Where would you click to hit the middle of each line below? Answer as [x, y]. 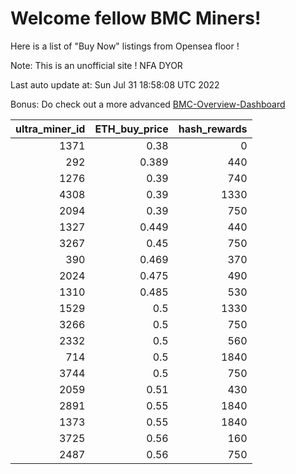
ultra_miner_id [50, 129]
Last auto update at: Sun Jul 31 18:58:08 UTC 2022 [115, 84]
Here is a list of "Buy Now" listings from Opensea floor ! [125, 46]
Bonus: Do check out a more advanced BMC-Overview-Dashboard [148, 104]
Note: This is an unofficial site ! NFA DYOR [96, 65]
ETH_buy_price [131, 129]
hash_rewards [213, 129]
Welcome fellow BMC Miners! [136, 18]
